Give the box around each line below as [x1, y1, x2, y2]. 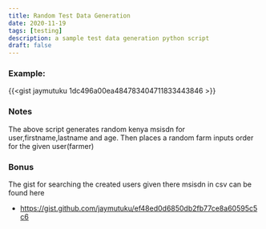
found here [8, 188, 45, 198]
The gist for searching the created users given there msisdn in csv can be [8, 179, 252, 189]
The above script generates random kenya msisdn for [8, 124, 186, 134]
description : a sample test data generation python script [8, 34, 210, 42]
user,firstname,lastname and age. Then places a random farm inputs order [8, 133, 254, 143]
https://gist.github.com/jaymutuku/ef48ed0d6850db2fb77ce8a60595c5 [19, 203, 258, 213]
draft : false [8, 42, 52, 50]
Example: [8, 68, 46, 79]
